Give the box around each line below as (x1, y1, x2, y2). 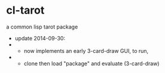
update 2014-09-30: (14, 34, 66, 42)
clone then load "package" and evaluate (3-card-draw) (23, 60, 160, 67)
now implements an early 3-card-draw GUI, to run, (23, 47, 149, 54)
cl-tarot (6, 4, 45, 17)
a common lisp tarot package (6, 23, 78, 30)
